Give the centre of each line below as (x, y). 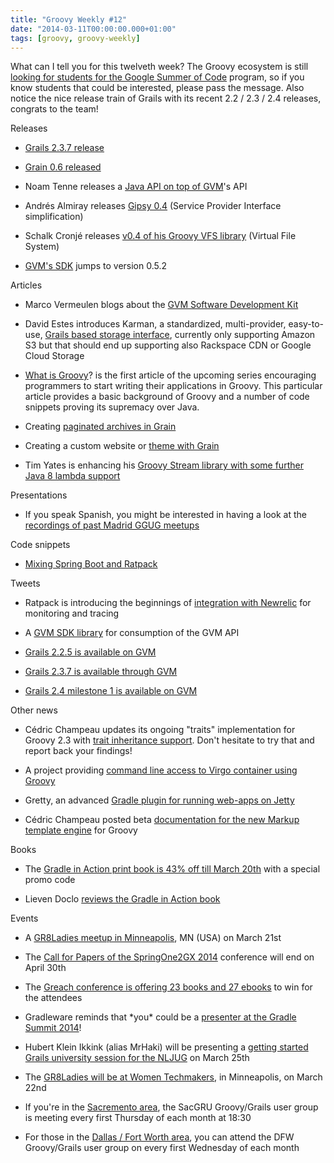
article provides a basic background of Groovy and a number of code (167, 397)
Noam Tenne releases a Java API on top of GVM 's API (136, 187)
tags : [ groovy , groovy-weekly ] (75, 38)
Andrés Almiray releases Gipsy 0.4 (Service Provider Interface (153, 206)
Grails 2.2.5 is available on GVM (90, 652)
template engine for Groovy (81, 830)
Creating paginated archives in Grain (100, 427)
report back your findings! (78, 751)
